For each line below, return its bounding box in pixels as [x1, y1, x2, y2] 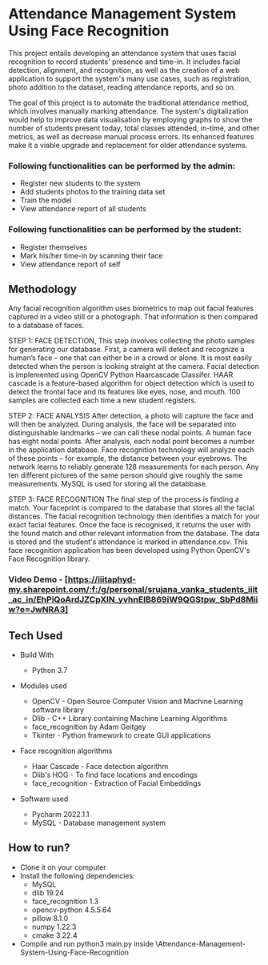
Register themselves [19, 242, 88, 252]
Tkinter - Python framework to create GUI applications [31, 731, 211, 740]
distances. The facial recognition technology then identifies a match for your [8, 511, 260, 521]
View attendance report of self [19, 259, 122, 269]
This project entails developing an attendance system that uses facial [8, 48, 237, 58]
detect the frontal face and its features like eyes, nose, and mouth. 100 [8, 387, 241, 397]
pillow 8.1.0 [31, 913, 69, 923]
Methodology [8, 282, 78, 296]
